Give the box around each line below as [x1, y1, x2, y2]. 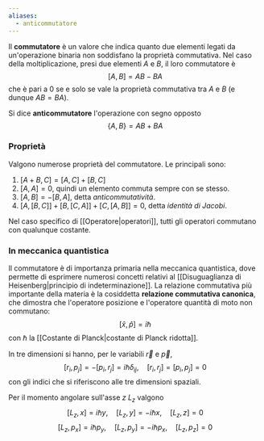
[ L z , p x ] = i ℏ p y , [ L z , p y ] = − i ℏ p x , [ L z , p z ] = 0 [57, 422, 213, 435]
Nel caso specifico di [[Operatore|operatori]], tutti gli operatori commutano [8, 216, 257, 226]
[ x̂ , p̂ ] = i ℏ [119, 320, 151, 330]
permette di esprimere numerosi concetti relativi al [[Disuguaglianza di [8, 272, 241, 282]
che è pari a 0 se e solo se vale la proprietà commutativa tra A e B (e [8, 84, 236, 94]
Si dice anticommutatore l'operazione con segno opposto [8, 108, 201, 118]
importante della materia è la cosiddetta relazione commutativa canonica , [8, 289, 256, 299]
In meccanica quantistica [8, 245, 109, 256]
